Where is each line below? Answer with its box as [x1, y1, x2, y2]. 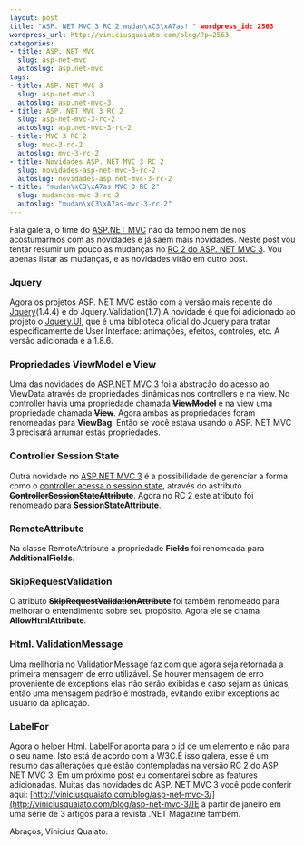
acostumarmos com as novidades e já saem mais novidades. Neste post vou [9, 234, 296, 245]
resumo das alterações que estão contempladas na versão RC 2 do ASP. [9, 760, 281, 770]
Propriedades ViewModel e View [9, 358, 157, 371]
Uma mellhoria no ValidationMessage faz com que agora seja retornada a [9, 659, 284, 670]
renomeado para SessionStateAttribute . [9, 499, 162, 510]
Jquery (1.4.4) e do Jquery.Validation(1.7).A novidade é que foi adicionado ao [9, 307, 296, 317]
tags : [9, 73, 30, 82]
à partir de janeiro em [201, 798, 281, 810]
